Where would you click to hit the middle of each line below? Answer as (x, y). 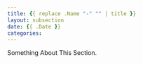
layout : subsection (36, 20)
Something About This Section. (52, 53)
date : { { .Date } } (34, 26)
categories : (25, 33)
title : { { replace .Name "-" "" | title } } (72, 14)
